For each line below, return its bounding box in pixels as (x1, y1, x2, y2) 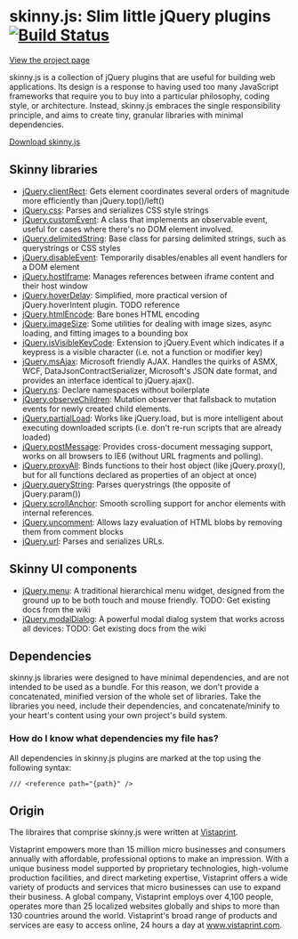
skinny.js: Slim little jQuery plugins (9, 6, 271, 27)
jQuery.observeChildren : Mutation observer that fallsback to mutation (21, 393, 278, 404)
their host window (21, 280, 89, 291)
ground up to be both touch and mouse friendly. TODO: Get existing (21, 595, 271, 605)
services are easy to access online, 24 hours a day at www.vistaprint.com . (9, 919, 283, 931)
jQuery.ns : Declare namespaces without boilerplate (21, 385, 211, 395)
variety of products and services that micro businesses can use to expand (9, 882, 282, 893)
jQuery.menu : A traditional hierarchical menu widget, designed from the (21, 585, 285, 595)
